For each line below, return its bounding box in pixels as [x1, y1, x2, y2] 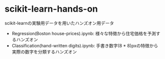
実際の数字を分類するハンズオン [11, 49, 77, 55]
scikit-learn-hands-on [4, 3, 98, 15]
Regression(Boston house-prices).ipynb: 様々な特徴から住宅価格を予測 [11, 30, 156, 36]
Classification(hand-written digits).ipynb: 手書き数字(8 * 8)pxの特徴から [11, 42, 159, 48]
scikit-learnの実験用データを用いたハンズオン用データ [4, 20, 114, 26]
